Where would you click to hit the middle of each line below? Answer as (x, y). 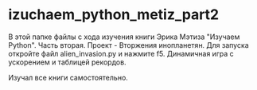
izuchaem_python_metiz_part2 (114, 15)
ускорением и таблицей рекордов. (67, 62)
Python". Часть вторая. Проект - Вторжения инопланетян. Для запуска (128, 45)
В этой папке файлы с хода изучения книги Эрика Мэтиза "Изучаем (124, 37)
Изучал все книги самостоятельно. (68, 77)
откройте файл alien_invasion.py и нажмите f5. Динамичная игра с (121, 53)
